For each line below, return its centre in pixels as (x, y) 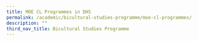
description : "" (27, 23)
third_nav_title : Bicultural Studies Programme (68, 29)
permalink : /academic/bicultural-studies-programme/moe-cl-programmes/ (99, 17)
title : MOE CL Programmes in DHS (49, 12)
